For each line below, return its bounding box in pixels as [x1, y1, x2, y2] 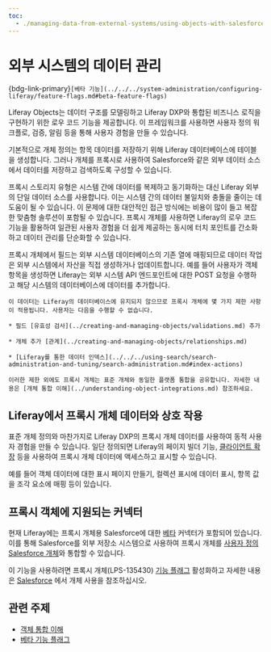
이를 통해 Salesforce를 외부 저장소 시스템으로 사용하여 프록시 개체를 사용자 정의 [8, 538, 259, 548]
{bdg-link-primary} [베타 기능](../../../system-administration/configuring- [8, 84, 263, 94]
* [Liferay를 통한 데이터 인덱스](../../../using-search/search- [8, 353, 218, 362]
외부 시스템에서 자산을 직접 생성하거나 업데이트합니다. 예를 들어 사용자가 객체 [16, 260, 258, 270]
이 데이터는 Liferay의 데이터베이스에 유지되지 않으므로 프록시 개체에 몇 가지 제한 [8, 298, 247, 306]
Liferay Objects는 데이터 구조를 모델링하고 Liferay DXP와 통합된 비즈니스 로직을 [8, 107, 261, 117]
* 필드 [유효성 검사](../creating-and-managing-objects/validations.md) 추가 [8, 322, 261, 330]
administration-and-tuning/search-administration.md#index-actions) [8, 360, 244, 368]
